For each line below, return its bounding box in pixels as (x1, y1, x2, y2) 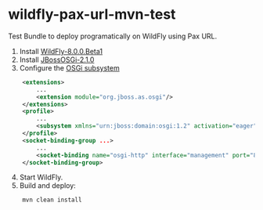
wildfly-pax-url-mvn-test (8, 5, 176, 24)
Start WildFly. (19, 172, 63, 182)
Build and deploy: (19, 181, 76, 190)
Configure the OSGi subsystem (19, 63, 120, 72)
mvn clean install (22, 196, 82, 205)
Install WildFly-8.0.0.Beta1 (19, 46, 103, 56)
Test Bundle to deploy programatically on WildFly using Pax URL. (8, 31, 218, 41)
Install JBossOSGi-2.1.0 (19, 55, 95, 64)
